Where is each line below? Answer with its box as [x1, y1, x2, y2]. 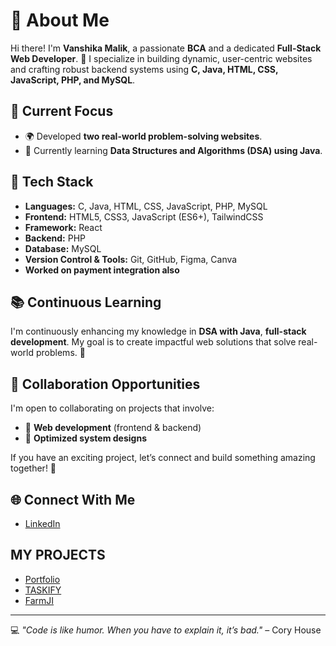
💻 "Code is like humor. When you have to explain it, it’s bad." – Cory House [10, 624, 322, 636]
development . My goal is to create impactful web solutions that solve [10, 336, 297, 348]
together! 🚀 [10, 462, 57, 474]
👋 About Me [10, 9, 110, 32]
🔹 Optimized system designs [24, 432, 147, 444]
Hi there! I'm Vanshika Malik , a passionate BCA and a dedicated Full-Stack [10, 42, 322, 54]
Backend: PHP [24, 232, 87, 244]
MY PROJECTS [10, 547, 106, 564]
